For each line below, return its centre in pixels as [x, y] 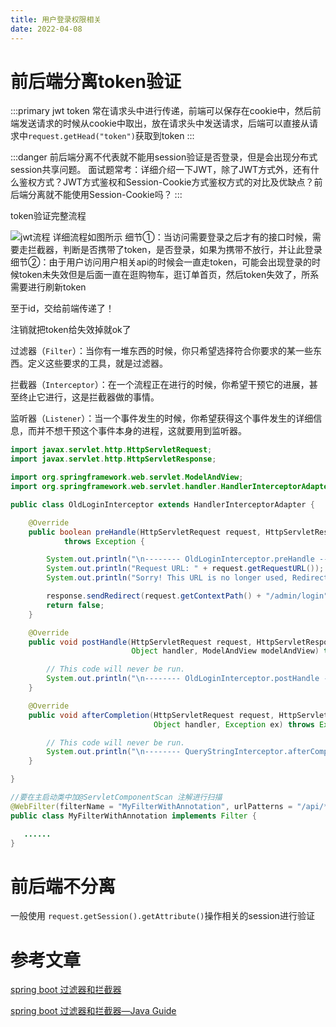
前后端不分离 [63, 886]
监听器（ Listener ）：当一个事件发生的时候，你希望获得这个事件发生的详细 [162, 418]
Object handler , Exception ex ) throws [234, 724]
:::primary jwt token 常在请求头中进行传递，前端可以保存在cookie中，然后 [161, 111]
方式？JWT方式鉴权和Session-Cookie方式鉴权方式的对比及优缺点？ [175, 182]
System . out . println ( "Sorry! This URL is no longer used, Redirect [187, 578]
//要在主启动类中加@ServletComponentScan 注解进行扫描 [116, 797]
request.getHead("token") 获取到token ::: [111, 136]
